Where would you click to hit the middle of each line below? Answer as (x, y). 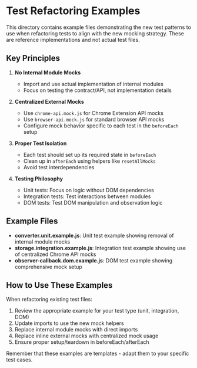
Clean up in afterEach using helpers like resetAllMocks (89, 161)
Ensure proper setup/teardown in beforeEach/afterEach (82, 342)
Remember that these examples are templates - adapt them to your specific (98, 354)
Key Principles (33, 58)
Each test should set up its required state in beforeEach (90, 155)
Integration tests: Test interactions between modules (87, 196)
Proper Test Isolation (41, 143)
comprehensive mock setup (48, 267)
